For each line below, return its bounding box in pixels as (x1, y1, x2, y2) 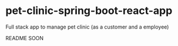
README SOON (5, 34, 44, 41)
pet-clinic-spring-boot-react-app (5, 4, 173, 17)
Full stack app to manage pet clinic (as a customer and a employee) (5, 23, 169, 30)
